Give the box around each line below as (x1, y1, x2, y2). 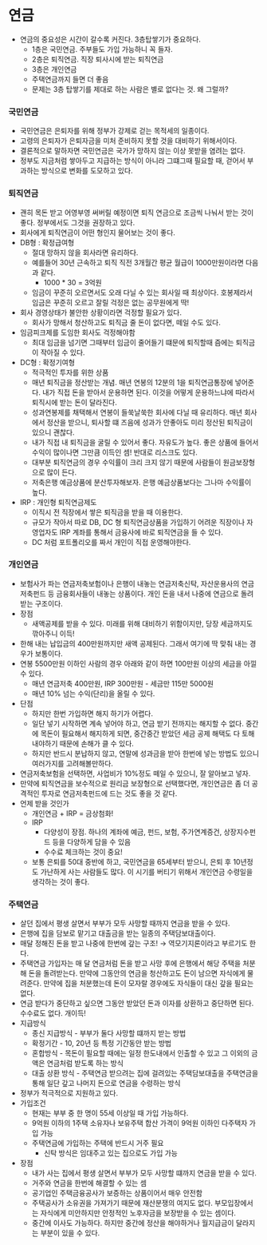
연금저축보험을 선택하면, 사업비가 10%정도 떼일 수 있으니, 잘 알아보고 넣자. (19, 768, 251, 778)
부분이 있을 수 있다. (40, 1228, 100, 1238)
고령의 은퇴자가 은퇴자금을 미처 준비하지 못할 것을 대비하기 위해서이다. (19, 136, 238, 145)
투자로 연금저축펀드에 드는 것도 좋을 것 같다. (41, 788, 178, 798)
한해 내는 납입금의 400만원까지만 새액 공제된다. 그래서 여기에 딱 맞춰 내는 (19, 638, 249, 648)
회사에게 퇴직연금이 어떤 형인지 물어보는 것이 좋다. (19, 228, 175, 237)
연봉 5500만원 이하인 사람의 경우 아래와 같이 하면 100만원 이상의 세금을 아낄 (19, 658, 257, 668)
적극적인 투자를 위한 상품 (31, 368, 109, 377)
